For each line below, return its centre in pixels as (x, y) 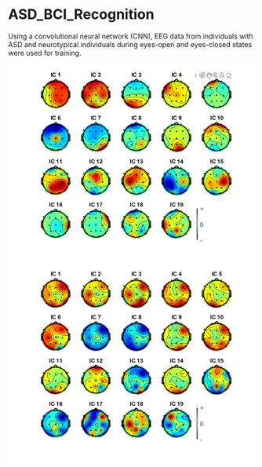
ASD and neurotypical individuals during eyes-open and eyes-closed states (130, 44)
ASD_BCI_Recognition (81, 15)
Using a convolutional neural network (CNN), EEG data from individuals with (131, 36)
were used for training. (45, 53)
